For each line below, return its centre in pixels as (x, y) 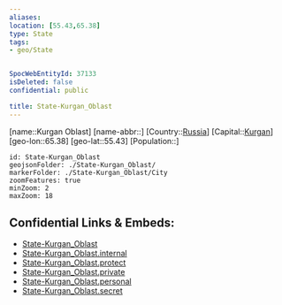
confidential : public (49, 90)
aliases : (25, 17)
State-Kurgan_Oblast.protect (74, 263)
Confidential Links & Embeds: (92, 223)
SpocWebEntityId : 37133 (53, 74)
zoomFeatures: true (45, 180)
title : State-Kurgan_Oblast (61, 106)
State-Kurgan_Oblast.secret (72, 291)
